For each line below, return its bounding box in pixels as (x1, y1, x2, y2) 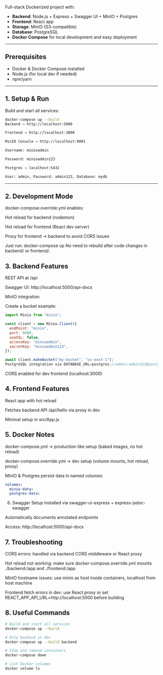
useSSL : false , (9, 335, 40, 340)
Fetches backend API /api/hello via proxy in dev (5, 407, 100, 413)
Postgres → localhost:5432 (5, 165, 60, 170)
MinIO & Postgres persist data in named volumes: (5, 473, 103, 479)
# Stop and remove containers (5, 648, 66, 653)
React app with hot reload (5, 397, 57, 403)
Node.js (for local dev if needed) (12, 71, 77, 77)
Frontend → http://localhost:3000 (5, 130, 75, 135)
